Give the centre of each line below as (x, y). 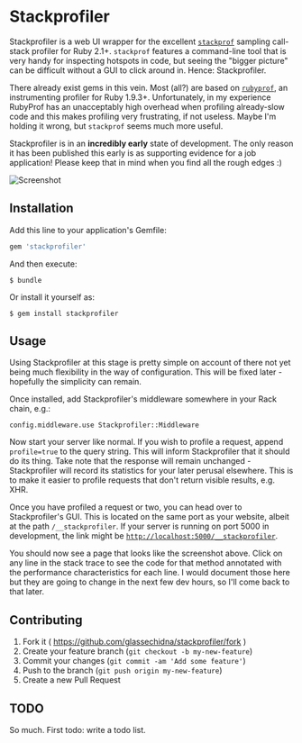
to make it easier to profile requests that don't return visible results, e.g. (142, 480)
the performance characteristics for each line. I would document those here (150, 573)
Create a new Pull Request (72, 680)
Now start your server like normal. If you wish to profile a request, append (146, 442)
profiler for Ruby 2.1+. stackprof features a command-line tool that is (159, 50)
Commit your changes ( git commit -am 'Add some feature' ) (134, 661)
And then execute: (43, 264)
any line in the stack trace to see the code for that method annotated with (146, 563)
